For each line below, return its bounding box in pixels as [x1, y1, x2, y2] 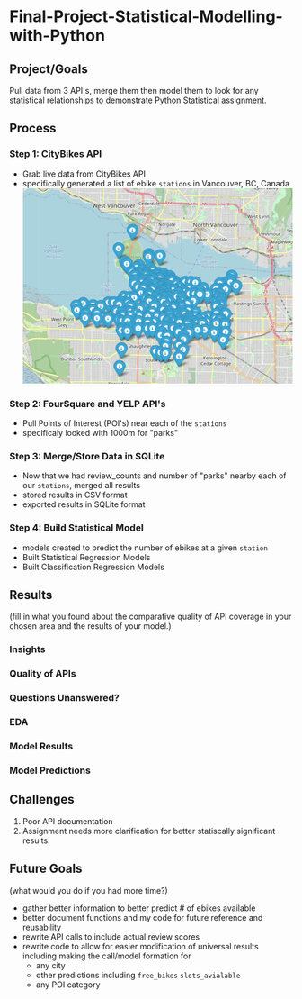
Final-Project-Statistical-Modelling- [9, 6, 283, 27]
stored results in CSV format [22, 489, 128, 501]
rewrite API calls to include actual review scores [22, 931, 200, 942]
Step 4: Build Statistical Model [9, 522, 144, 534]
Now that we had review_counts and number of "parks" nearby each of [22, 470, 287, 481]
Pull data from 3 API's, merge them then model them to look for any [9, 86, 259, 95]
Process [9, 121, 57, 136]
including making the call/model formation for [22, 950, 191, 961]
